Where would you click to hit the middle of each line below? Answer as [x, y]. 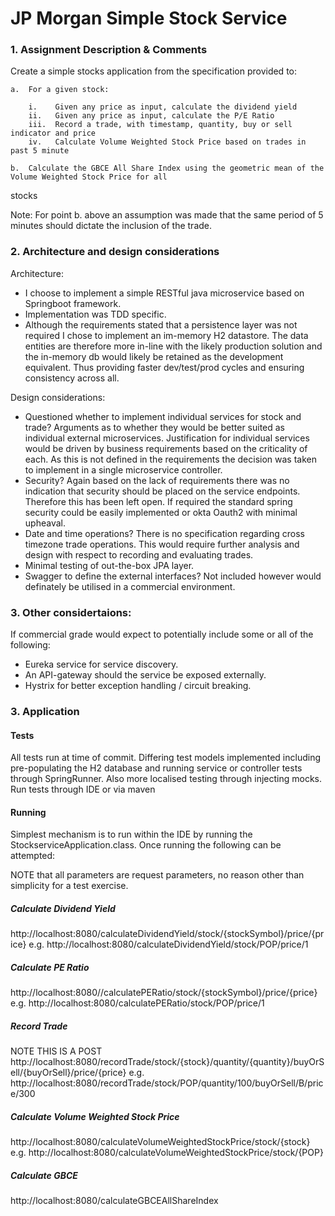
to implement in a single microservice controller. [123, 469]
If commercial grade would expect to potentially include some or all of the [162, 634]
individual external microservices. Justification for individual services [167, 438]
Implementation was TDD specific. [95, 314]
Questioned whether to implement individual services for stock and [163, 416]
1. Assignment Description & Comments [109, 50]
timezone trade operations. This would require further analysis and [162, 544]
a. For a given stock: [60, 90]
